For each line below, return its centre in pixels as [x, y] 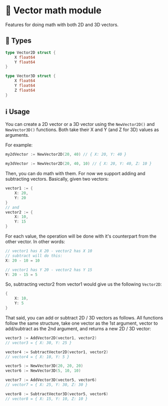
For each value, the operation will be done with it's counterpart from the [81, 236]
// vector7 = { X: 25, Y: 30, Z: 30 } [46, 385]
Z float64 [25, 90]
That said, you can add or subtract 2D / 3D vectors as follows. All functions [84, 317]
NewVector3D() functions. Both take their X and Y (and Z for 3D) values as [82, 130]
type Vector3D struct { [31, 76]
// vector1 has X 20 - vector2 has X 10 [49, 251]
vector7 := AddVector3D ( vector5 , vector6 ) [51, 380]
